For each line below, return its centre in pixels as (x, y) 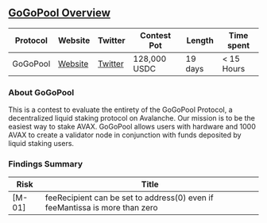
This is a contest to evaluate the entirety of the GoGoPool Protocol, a (120, 110)
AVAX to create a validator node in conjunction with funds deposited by (125, 135)
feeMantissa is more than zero (101, 208)
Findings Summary (46, 164)
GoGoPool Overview (60, 13)
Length (200, 40)
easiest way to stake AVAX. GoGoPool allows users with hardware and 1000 (132, 127)
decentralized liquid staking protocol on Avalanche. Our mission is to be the (132, 118)
